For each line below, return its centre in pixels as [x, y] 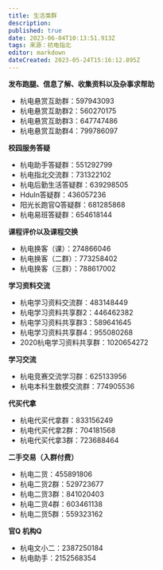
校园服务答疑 [29, 148]
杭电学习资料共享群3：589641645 [76, 322]
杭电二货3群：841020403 [62, 494]
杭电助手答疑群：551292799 [66, 164]
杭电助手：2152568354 [58, 558]
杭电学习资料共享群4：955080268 [76, 332]
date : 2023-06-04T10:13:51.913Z [62, 38]
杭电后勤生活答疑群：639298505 [74, 184]
